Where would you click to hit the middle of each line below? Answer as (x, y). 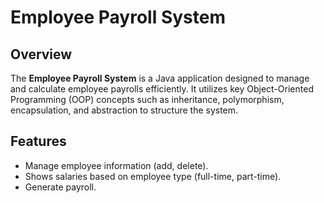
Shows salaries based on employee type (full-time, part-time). (153, 176)
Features (38, 141)
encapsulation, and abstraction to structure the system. (124, 110)
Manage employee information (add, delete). (116, 165)
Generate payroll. (60, 187)
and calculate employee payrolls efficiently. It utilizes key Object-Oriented (162, 89)
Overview (41, 54)
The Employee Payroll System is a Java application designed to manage (160, 78)
